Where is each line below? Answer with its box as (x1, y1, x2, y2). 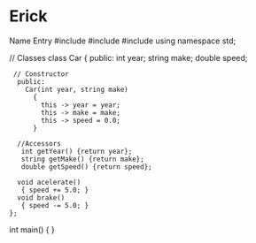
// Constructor (12, 69, 69, 79)
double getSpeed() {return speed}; (20, 162, 152, 171)
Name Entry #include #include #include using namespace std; (9, 35, 237, 46)
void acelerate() (17, 178, 81, 186)
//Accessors (17, 139, 62, 148)
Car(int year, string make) (25, 85, 128, 94)
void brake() (17, 193, 66, 202)
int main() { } (9, 224, 55, 235)
